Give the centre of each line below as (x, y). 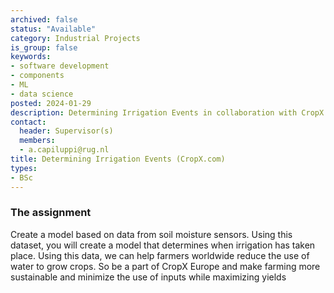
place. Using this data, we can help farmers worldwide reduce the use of (160, 255)
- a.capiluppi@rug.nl (64, 150)
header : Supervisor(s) (66, 131)
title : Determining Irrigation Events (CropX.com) (118, 159)
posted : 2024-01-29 (51, 103)
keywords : (31, 57)
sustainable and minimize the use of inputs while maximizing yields (148, 277)
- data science (42, 94)
